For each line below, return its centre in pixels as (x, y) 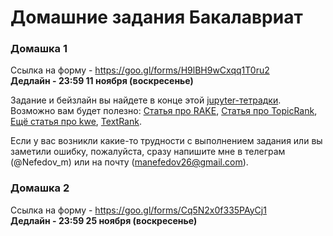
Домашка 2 (40, 188)
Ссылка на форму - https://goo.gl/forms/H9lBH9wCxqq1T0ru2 (140, 70)
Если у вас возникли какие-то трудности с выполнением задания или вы (166, 141)
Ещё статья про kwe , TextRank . (76, 122)
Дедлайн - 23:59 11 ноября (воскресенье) (102, 81)
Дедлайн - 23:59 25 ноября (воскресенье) (104, 220)
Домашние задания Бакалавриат (156, 17)
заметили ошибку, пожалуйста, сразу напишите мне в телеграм (148, 152)
